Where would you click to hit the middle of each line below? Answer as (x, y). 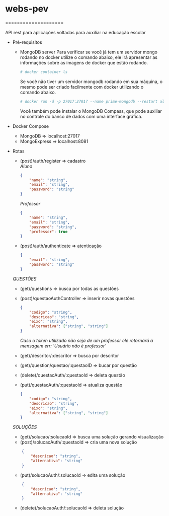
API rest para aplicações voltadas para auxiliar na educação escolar (75, 32)
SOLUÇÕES (25, 427)
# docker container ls (44, 72)
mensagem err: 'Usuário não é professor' (63, 346)
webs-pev (27, 9)
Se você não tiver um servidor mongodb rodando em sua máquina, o (91, 82)
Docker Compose (31, 126)
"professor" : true (49, 232)
